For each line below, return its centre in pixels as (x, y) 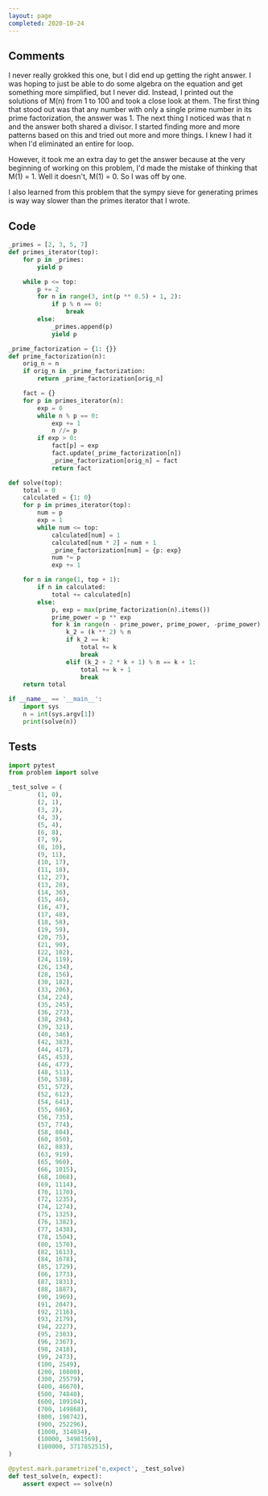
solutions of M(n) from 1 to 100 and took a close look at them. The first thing (134, 101)
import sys (41, 707)
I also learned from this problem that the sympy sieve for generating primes (134, 192)
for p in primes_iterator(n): (74, 401)
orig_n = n (41, 364)
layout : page (30, 16)
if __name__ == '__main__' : (56, 699)
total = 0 (39, 490)
